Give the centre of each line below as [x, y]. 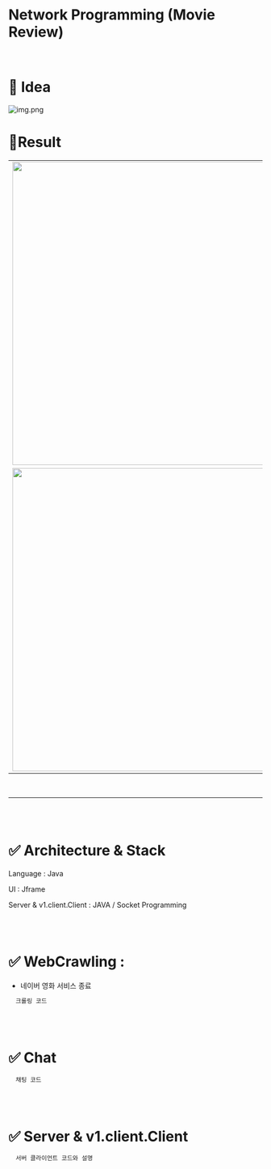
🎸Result [35, 142]
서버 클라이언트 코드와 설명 [54, 1158]
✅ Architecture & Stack [87, 850]
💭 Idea [29, 87]
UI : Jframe [27, 889]
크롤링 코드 [31, 1001]
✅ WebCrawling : [67, 962]
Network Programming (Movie [112, 15]
